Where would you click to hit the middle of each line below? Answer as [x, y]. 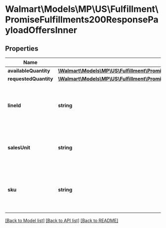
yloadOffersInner [41, 30]
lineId [14, 105]
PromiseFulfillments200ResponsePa [82, 20]
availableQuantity [29, 71]
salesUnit [19, 147]
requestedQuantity [30, 79]
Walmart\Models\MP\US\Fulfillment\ [82, 9]
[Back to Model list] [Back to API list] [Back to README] [62, 221]
